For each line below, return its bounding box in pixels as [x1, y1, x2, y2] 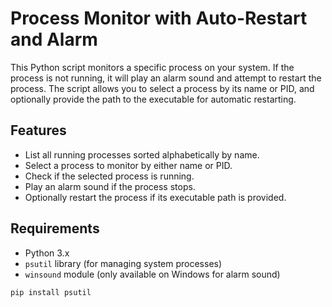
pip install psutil [10, 287, 92, 297]
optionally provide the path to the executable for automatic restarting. [10, 93, 297, 105]
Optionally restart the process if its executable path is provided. [24, 191, 287, 203]
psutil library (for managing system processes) [24, 257, 223, 269]
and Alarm [10, 28, 98, 51]
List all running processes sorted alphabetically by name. [24, 148, 260, 161]
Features [10, 122, 67, 139]
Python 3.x [24, 247, 70, 259]
